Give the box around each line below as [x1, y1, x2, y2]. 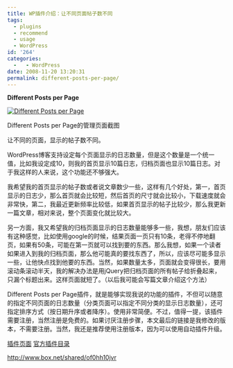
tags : [7, 17, 23, 24]
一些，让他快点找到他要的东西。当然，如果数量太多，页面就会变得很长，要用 [7, 258, 226, 267]
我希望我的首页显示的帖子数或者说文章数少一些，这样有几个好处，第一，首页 [7, 183, 226, 191]
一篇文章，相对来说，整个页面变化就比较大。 [7, 209, 135, 217]
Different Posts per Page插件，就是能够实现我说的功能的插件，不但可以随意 [7, 290, 223, 299]
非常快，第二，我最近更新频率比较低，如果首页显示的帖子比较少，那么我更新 [7, 200, 226, 209]
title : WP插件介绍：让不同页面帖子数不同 [7, 10, 113, 17]
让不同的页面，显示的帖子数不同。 [7, 136, 105, 144]
